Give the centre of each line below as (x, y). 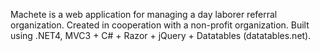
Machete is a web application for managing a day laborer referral (144, 14)
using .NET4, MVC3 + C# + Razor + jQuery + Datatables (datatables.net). (161, 35)
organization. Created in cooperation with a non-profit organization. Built (160, 25)
